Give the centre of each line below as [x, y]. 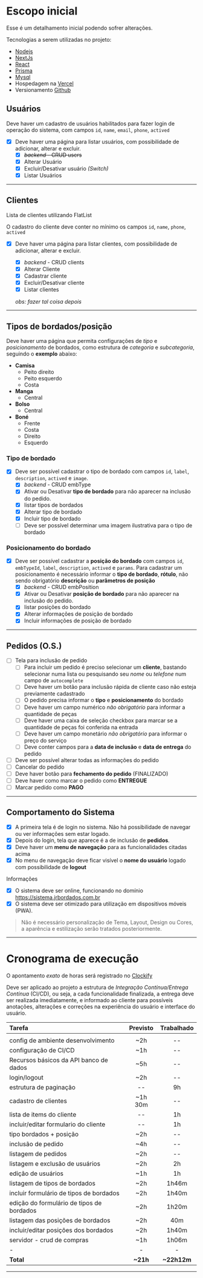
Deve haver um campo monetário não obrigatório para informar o [105, 734]
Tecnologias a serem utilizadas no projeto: [59, 39]
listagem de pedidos [38, 1154]
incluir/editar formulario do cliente [57, 1124]
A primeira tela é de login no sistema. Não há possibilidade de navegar [103, 827]
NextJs [24, 57]
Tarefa [19, 1028]
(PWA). [24, 911]
